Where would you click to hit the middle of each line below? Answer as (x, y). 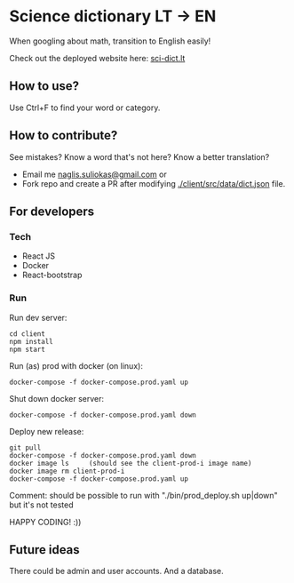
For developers (52, 211)
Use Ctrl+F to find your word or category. (85, 108)
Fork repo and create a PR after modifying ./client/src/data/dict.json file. (154, 183)
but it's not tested (41, 505)
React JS (39, 256)
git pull (25, 447)
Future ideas (44, 550)
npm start (28, 349)
